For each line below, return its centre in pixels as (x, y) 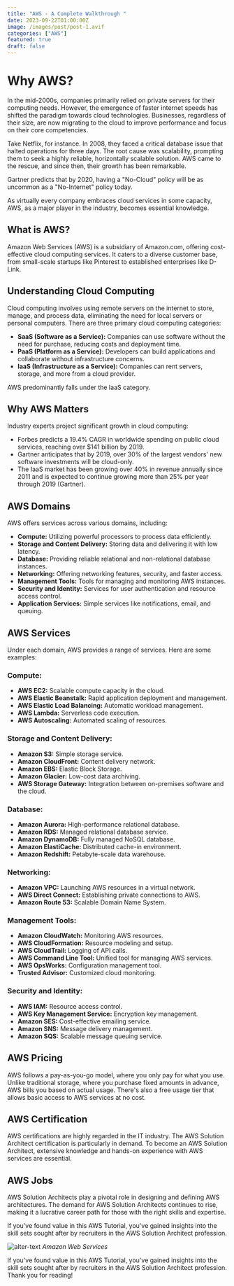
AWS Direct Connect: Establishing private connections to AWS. (109, 895)
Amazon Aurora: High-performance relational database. (98, 824)
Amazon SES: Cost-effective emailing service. (84, 1021)
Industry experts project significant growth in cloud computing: (98, 426)
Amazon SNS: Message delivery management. (85, 1028)
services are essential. (39, 1159)
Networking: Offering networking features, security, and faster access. (120, 574)
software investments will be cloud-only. (75, 462)
